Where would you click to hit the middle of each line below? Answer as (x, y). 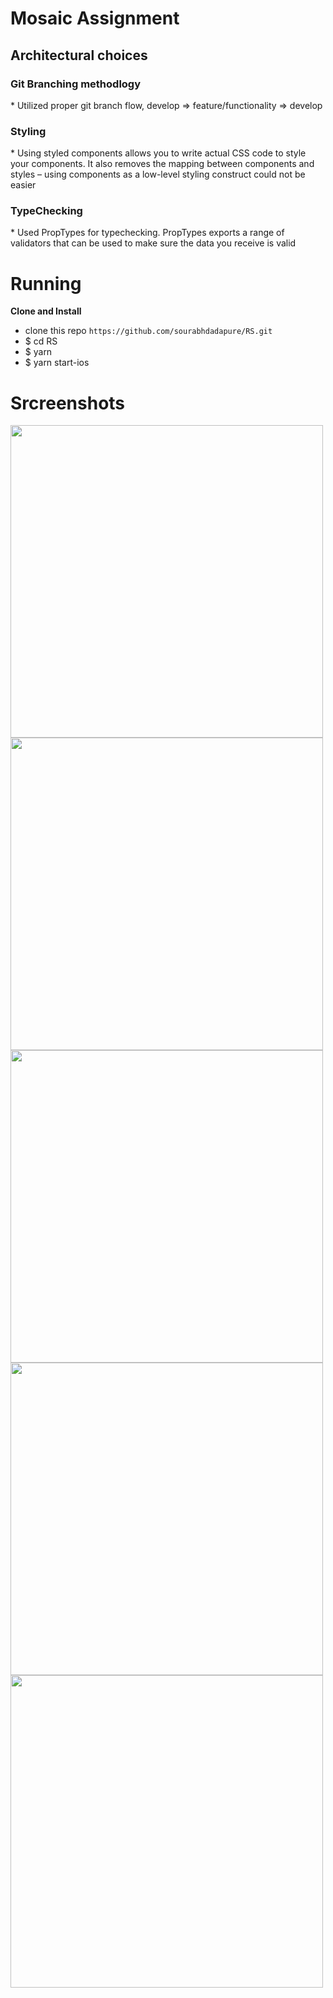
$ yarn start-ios (57, 363)
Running (46, 283)
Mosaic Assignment (95, 18)
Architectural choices (79, 55)
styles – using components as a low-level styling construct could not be (158, 174)
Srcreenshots (68, 403)
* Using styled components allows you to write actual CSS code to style (158, 153)
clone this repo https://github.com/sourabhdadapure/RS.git (148, 331)
